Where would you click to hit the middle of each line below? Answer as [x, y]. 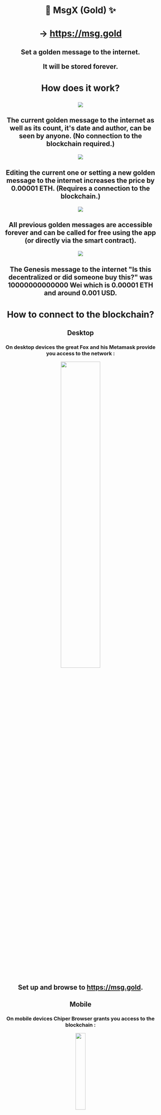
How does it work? [80, 88]
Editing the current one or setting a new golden [80, 173]
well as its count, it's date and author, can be [80, 128]
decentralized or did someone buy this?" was [80, 277]
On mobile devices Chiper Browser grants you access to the [80, 1019]
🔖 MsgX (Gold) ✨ [80, 10]
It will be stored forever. [80, 67]
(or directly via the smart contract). [80, 241]
